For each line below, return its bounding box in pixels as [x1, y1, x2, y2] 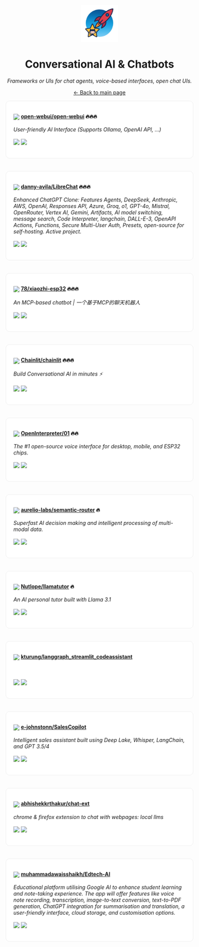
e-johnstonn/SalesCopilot [20, 723, 87, 731]
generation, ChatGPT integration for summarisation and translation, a [13, 902, 185, 910]
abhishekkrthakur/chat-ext [20, 800, 90, 807]
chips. [13, 449, 29, 456]
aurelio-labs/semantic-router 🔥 [20, 506, 101, 513]
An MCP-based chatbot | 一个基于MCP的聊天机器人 [13, 299, 141, 306]
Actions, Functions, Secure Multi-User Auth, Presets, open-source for [13, 222, 184, 229]
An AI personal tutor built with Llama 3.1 [13, 596, 111, 603]
